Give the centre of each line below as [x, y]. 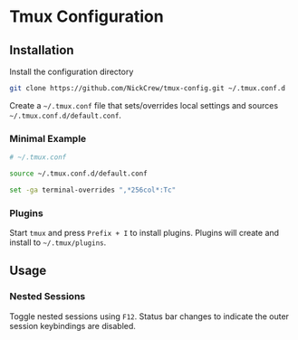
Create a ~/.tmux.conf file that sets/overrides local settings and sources [144, 105]
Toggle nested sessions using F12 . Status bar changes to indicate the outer [149, 316]
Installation [42, 50]
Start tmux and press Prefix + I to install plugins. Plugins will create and [144, 233]
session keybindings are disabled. [72, 326]
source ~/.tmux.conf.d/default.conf [78, 174]
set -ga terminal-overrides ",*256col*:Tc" [93, 190]
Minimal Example [48, 138]
